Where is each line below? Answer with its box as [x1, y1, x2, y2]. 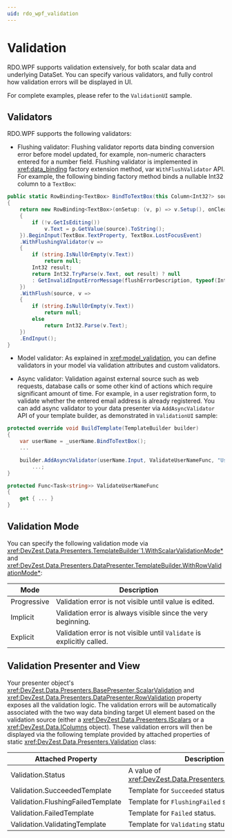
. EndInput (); [19, 335, 57, 342]
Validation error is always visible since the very [56, 608, 209, 618]
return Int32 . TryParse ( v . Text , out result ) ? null [32, 270, 181, 277]
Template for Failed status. [128, 808, 216, 818]
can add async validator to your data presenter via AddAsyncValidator [17, 404, 215, 412]
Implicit [10, 612, 35, 622]
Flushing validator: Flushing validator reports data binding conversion [17, 143, 215, 151]
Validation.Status [10, 770, 66, 780]
